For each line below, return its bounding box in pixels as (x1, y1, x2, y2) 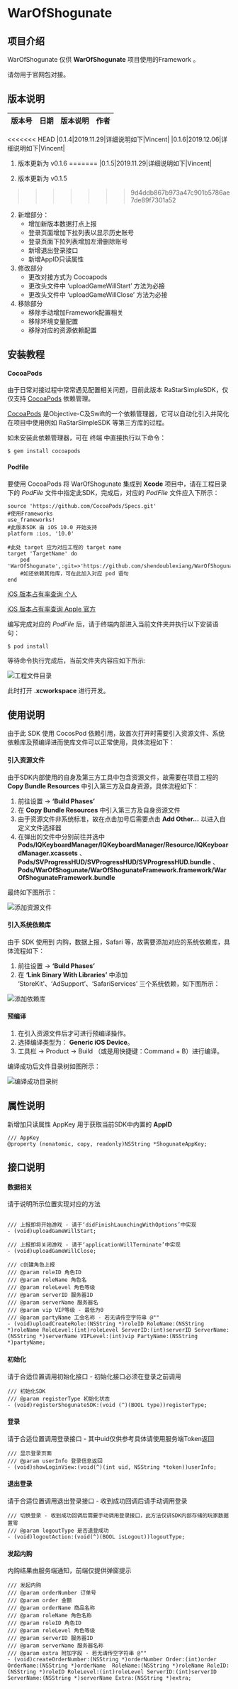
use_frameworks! (7, 516, 55, 523)
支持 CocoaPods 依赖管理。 (13, 394, 95, 403)
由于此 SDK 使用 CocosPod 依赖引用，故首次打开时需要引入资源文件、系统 (7, 729, 225, 738)
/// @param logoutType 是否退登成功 (7, 1527, 109, 1535)
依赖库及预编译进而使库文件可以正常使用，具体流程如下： (7, 738, 175, 746)
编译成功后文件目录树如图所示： (7, 1062, 101, 1070)
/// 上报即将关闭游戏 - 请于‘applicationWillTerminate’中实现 (7, 1242, 181, 1249)
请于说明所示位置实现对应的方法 (7, 1200, 101, 1208)
